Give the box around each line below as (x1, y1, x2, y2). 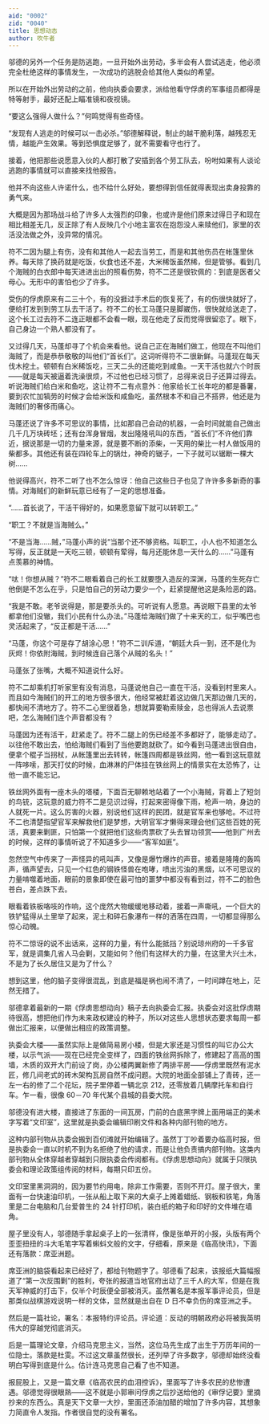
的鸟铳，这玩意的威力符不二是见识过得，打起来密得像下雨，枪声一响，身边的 (8, 797, 261, 807)
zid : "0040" (8, 19, 48, 27)
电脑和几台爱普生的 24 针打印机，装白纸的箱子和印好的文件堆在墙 (35, 1202, 253, 1211)
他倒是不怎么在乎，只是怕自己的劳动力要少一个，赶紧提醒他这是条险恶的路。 (8, 584, 261, 594)
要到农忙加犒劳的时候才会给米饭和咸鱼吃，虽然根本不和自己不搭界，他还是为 (8, 391, 261, 402)
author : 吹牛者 (8, 34, 55, 43)
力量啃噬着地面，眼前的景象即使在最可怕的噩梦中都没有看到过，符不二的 (8, 875, 247, 884)
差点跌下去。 (29, 884, 72, 894)
